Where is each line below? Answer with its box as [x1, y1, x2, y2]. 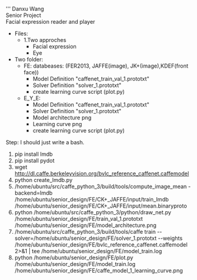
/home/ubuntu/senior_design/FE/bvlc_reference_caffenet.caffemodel [14, 241, 188, 248]
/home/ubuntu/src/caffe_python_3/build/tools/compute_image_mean [14, 183, 187, 190]
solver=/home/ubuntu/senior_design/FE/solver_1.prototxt [14, 234, 157, 242]
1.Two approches [23, 37, 66, 43]
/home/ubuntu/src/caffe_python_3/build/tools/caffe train [14, 228, 156, 235]
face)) [23, 69, 39, 75]
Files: [14, 30, 29, 37]
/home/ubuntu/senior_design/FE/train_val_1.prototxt [14, 215, 143, 222]
